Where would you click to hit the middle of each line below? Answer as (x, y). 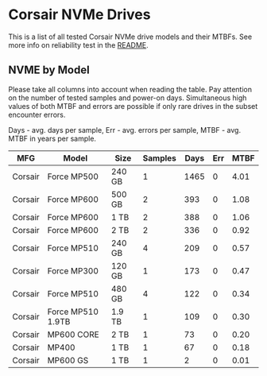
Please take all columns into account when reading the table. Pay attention (130, 89)
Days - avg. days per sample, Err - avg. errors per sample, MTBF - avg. (124, 130)
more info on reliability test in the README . (78, 45)
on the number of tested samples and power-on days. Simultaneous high (128, 98)
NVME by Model (49, 70)
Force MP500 (73, 176)
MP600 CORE (73, 334)
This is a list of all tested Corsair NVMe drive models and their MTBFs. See (130, 37)
